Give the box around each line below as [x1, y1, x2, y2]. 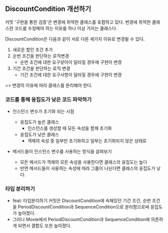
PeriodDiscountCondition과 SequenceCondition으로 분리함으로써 [18, 204, 149, 210]
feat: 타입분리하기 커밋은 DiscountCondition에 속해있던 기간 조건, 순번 [12, 197, 151, 204]
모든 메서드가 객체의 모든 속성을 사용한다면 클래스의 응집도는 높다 [20, 159, 147, 165]
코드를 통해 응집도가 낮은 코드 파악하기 [5, 96, 92, 103]
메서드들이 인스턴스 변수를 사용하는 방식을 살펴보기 [12, 148, 112, 154]
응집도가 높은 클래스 [20, 119, 59, 125]
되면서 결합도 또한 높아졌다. [18, 222, 72, 229]
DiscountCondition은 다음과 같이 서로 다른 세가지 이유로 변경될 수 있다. [5, 36, 145, 42]
